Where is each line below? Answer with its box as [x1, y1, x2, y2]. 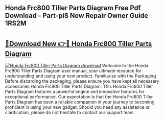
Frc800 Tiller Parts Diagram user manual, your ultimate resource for [5, 68, 141, 73]
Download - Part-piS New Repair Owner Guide [5, 12, 148, 20]
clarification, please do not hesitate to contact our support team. [5, 110, 135, 115]
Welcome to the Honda [102, 63, 148, 68]
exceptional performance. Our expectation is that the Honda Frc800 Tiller [5, 94, 153, 99]
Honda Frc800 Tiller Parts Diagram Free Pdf [5, 4, 141, 12]
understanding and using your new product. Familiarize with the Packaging [5, 73, 156, 79]
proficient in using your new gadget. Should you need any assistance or [5, 104, 150, 110]
